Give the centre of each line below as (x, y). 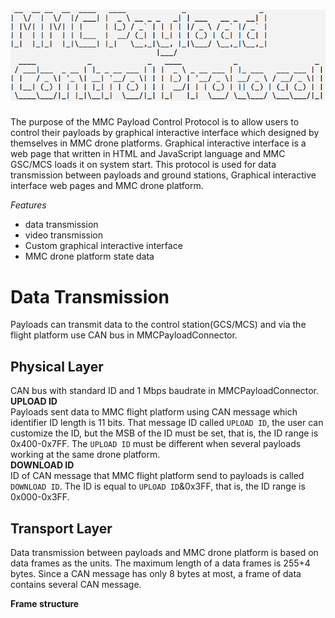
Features (28, 205)
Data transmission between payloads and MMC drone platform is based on (164, 553)
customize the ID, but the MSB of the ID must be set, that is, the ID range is (164, 433)
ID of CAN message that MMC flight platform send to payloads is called (157, 476)
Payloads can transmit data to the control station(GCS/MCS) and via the (158, 325)
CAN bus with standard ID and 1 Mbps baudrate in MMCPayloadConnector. (164, 391)
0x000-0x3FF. (40, 497)
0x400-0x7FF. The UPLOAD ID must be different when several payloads (156, 444)
